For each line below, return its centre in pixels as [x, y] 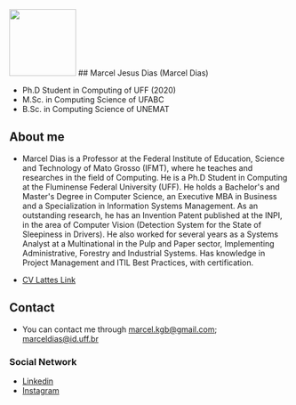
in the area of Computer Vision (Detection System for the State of [142, 224]
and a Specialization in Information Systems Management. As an [140, 206]
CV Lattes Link [49, 279]
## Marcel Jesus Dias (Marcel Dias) [143, 73]
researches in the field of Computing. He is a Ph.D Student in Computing [155, 177]
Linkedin [38, 381]
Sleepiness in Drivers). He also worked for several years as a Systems [150, 234]
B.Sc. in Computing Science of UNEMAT [96, 109]
